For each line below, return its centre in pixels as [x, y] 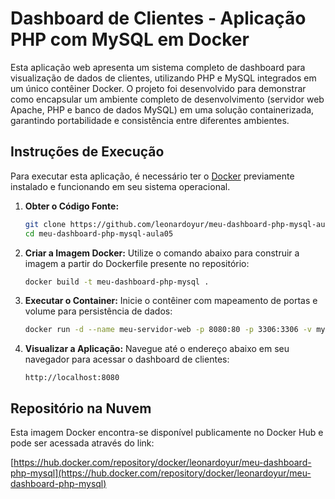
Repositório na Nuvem [81, 408]
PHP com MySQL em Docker [130, 39]
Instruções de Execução [87, 152]
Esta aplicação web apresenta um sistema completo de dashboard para [158, 67]
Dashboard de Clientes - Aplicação [158, 18]
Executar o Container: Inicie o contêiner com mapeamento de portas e [171, 301]
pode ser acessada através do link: [82, 443]
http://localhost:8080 [72, 378]
